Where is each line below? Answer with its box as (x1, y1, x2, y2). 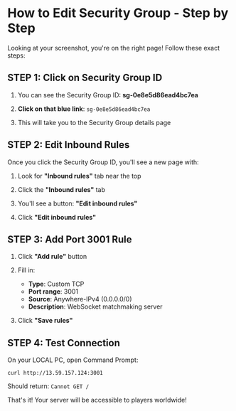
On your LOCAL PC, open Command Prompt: (7, 356, 139, 364)
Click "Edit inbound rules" (17, 213, 97, 221)
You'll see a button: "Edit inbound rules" (17, 199, 138, 208)
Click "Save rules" (17, 316, 73, 325)
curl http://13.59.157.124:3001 (7, 370, 103, 377)
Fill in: (17, 266, 36, 274)
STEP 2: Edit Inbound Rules (7, 139, 130, 151)
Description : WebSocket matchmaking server (28, 302, 163, 311)
